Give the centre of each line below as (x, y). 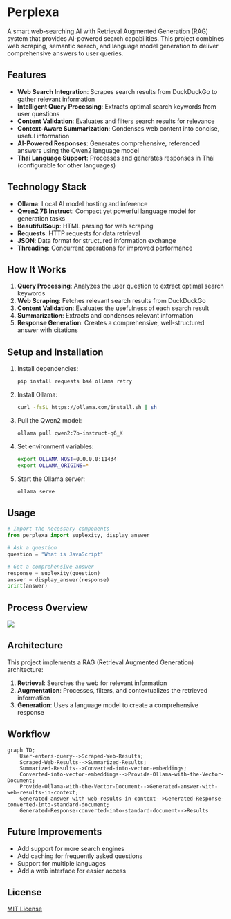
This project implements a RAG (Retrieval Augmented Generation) (101, 662)
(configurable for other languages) (66, 165)
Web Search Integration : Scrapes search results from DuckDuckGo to (117, 91)
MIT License (25, 909)
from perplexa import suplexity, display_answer (78, 536)
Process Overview (48, 607)
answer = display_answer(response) (58, 580)
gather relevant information (56, 99)
